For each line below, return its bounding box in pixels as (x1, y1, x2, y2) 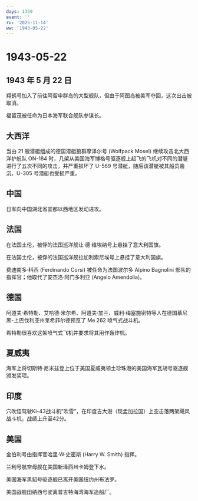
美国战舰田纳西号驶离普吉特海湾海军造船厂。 (6, 488, 115, 495)
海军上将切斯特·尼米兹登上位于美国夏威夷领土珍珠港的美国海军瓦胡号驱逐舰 (6, 365, 189, 372)
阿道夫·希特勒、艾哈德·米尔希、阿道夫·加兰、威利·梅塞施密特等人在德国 (6, 309, 178, 316)
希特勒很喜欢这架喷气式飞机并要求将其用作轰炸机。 (6, 329, 130, 336)
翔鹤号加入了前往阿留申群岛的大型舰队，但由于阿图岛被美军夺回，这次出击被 (6, 92, 192, 99)
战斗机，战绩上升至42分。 (6, 415, 70, 422)
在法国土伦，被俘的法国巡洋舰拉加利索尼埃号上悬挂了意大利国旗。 (6, 253, 166, 261)
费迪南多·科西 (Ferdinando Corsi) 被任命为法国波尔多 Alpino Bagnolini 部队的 (6, 266, 192, 273)
